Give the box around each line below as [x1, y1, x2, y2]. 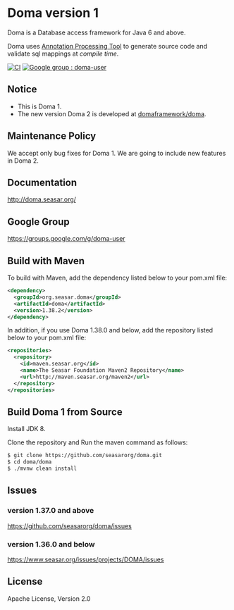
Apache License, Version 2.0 [7, 594, 91, 603]
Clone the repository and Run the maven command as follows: [7, 438, 188, 447]
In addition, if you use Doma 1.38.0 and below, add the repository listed [7, 326, 214, 335]
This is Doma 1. [17, 102, 62, 111]
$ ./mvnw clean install [7, 465, 78, 473]
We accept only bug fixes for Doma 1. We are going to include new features [7, 149, 226, 157]
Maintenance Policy [7, 130, 97, 142]
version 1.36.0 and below [7, 539, 95, 549]
